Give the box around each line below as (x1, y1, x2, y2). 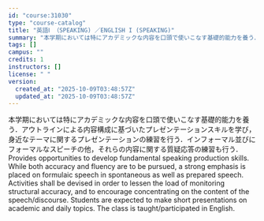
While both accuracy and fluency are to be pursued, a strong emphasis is (8, 162, 246, 171)
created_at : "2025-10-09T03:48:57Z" (15, 84, 136, 93)
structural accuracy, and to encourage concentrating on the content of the (8, 187, 250, 197)
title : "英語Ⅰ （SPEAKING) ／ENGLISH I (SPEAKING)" (8, 26, 175, 34)
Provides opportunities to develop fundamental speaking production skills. (8, 153, 250, 163)
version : (8, 77, 37, 85)
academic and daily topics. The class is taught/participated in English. (8, 204, 235, 213)
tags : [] (8, 41, 37, 49)
